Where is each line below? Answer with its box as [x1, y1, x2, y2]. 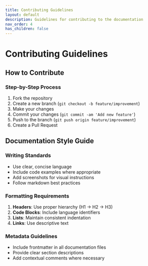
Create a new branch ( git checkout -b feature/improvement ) [12, 101, 140, 107]
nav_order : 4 [5, 21, 33, 27]
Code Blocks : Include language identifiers [12, 209, 101, 215]
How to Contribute [5, 68, 65, 77]
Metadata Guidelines [5, 232, 58, 240]
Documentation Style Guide [5, 137, 94, 145]
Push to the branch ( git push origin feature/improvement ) [12, 117, 136, 122]
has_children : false [5, 26, 49, 31]
